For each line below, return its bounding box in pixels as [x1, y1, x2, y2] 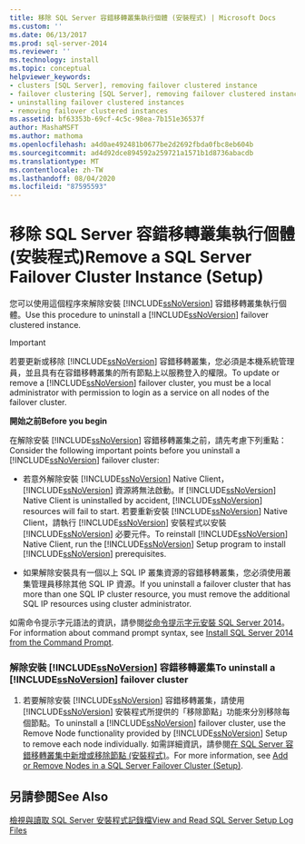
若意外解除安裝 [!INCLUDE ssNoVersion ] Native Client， [22, 473, 230, 484]
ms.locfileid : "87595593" [9, 183, 107, 192]
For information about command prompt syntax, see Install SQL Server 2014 [9, 628, 294, 639]
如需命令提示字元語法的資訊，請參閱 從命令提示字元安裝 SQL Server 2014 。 [9, 617, 290, 628]
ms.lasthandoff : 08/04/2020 [9, 174, 116, 183]
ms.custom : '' [9, 22, 64, 31]
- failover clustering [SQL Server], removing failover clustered [9, 89, 266, 98]
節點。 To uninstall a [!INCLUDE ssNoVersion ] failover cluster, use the [30, 718, 286, 729]
